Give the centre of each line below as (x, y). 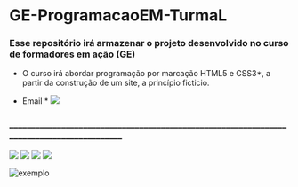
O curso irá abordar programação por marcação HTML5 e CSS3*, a (146, 74)
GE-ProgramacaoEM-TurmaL (118, 16)
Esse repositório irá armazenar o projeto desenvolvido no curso (149, 43)
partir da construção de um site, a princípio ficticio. (116, 83)
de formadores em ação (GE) (72, 54)
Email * (35, 101)
